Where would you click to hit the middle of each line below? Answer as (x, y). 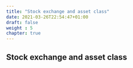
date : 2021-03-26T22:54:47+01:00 (47, 17)
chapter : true (24, 33)
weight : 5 (20, 28)
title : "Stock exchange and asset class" (58, 11)
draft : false (22, 22)
